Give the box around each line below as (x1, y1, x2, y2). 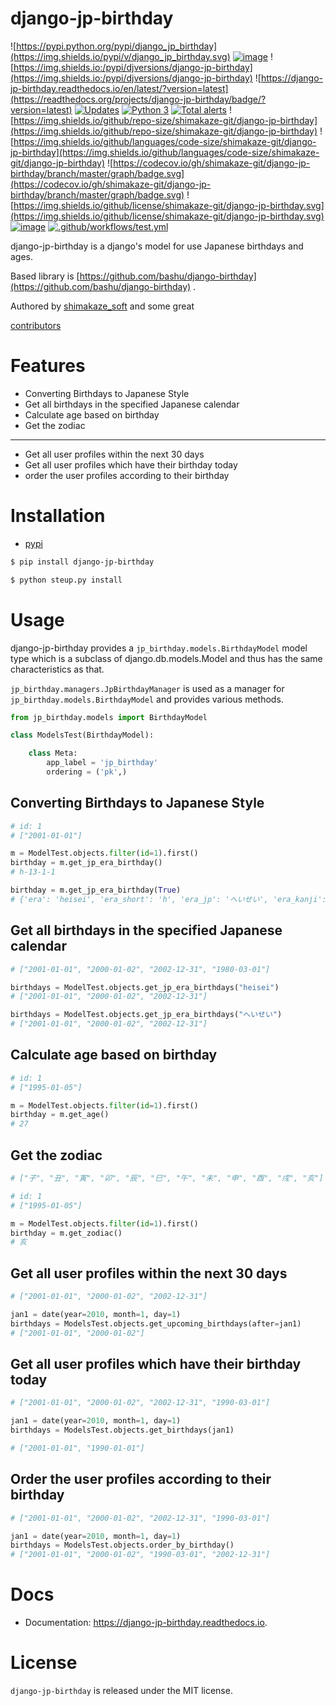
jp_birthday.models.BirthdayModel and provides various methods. (10, 693, 284, 705)
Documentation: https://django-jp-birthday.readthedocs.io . (24, 1617, 268, 1629)
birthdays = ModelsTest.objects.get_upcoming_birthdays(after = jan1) (10, 1318, 302, 1329)
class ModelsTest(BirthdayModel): (10, 730, 155, 741)
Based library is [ (10, 270, 80, 282)
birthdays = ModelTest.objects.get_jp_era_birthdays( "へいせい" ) (10, 1010, 283, 1020)
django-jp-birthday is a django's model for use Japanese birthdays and (10, 240, 304, 252)
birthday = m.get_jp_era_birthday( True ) (10, 885, 182, 896)
